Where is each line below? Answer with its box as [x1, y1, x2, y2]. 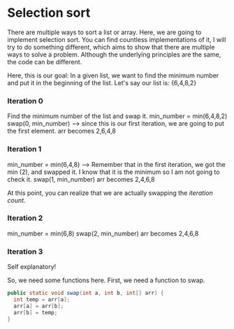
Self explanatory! [7, 263, 57, 271]
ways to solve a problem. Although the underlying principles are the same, [7, 50, 221, 59]
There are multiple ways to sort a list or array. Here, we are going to [7, 28, 202, 36]
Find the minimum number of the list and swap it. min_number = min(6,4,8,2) [7, 112, 228, 120]
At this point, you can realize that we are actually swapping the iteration [7, 189, 213, 197]
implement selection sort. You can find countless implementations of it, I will [7, 35, 226, 43]
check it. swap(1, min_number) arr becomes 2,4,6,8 [7, 175, 155, 183]
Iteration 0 [7, 96, 43, 105]
